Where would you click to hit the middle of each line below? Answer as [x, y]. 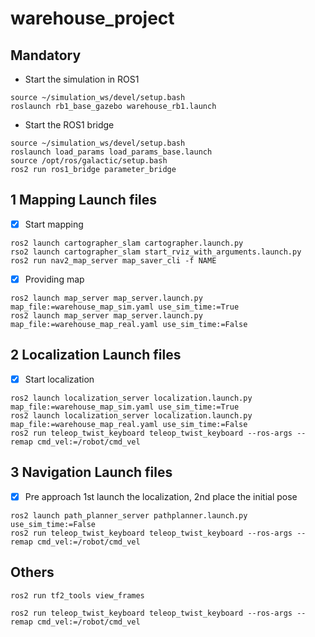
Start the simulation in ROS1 [82, 79]
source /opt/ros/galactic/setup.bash [89, 161]
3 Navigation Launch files [91, 472]
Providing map [54, 279]
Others [32, 572]
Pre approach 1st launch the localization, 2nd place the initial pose [161, 496]
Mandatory [46, 55]
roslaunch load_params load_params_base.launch [111, 152]
